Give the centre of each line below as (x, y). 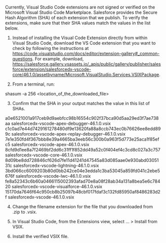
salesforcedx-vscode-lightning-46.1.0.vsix (56, 166)
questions (22, 59)
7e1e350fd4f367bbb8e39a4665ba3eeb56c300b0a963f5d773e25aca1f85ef (82, 139)
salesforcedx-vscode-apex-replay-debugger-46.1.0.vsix (69, 134)
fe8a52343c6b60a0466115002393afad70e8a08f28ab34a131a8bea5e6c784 (83, 181)
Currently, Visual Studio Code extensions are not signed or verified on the (80, 7)
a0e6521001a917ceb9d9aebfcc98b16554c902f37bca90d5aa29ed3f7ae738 (82, 118)
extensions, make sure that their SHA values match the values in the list (78, 23)
